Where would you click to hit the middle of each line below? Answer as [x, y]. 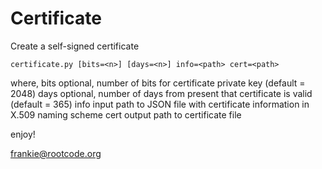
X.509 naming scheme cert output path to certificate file [126, 114]
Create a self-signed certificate [75, 46]
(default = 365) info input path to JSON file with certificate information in [160, 104]
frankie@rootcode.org [56, 153]
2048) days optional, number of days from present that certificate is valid [161, 93]
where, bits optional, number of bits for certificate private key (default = [158, 83]
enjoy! [23, 134]
